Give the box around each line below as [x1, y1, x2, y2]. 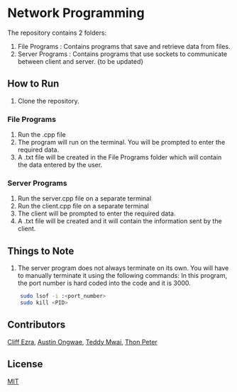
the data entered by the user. [17, 161, 103, 169]
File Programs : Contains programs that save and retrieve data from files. [17, 42, 231, 50]
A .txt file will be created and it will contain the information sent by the [17, 217, 222, 225]
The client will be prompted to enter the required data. [17, 209, 176, 218]
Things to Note [7, 245, 75, 257]
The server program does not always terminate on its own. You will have [17, 264, 229, 272]
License [7, 358, 43, 370]
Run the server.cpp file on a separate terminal [17, 194, 152, 203]
